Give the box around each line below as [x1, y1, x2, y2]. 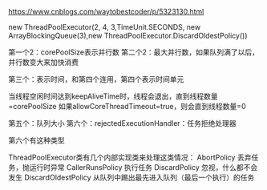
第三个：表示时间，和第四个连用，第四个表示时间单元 [8, 75, 184, 83]
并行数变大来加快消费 [8, 58, 79, 67]
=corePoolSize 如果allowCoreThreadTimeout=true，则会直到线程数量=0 [8, 102, 246, 111]
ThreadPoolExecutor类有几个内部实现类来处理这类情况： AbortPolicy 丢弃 [8, 152, 252, 162]
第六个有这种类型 [8, 135, 65, 145]
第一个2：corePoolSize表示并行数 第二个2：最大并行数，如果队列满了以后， [8, 47, 259, 57]
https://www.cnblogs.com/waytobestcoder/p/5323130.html [8, 7, 204, 16]
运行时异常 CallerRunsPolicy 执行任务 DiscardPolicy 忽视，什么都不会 [29, 163, 258, 172]
